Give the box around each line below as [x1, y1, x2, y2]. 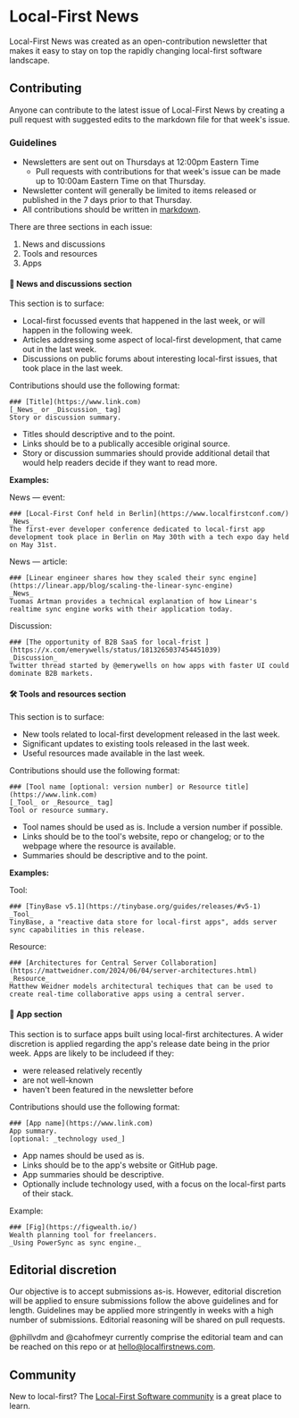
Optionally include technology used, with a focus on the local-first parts [21, 1178, 287, 1189]
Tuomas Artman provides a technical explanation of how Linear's [9, 597, 257, 606]
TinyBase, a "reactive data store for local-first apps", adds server [9, 918, 278, 927]
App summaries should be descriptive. [21, 1169, 165, 1179]
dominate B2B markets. [9, 669, 94, 679]
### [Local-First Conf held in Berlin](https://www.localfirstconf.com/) [9, 510, 290, 519]
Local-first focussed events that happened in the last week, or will [21, 316, 266, 326]
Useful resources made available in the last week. [21, 748, 205, 759]
